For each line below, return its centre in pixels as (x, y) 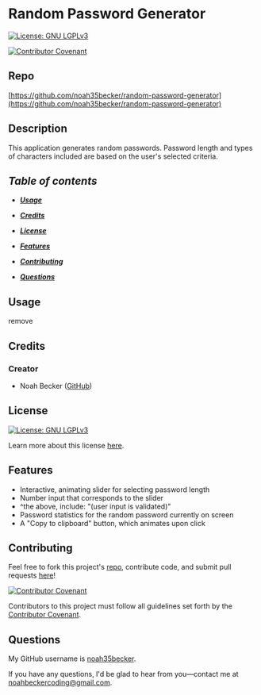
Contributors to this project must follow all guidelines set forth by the (120, 606)
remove (21, 321)
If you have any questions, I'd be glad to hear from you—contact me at (124, 674)
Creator (23, 368)
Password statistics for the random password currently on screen (127, 515)
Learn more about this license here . (66, 445)
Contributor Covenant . (45, 615)
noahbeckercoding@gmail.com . (60, 682)
